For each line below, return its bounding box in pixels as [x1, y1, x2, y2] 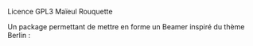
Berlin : [7, 31, 31, 40]
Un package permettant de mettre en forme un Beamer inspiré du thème [7, 22, 245, 31]
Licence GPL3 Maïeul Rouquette [7, 7, 113, 16]
